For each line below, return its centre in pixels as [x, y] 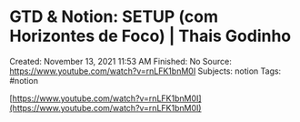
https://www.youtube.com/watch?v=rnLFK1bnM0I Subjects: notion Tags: [145, 71]
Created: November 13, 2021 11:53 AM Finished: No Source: [120, 61]
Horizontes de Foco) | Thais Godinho [150, 36]
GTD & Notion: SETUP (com [114, 17]
